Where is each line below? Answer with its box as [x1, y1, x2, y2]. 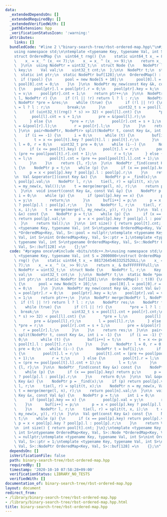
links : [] [14, 40, 35, 45]
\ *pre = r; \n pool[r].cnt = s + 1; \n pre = [14, 323, 139, 328]
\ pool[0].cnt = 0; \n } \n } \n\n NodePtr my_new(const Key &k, [14, 81, 157, 86]
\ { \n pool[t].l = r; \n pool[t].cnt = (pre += [14, 351, 143, 356]
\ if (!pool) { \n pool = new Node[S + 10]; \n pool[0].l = [14, 77, 162, 82]
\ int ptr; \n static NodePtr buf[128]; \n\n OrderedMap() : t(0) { [14, 277, 159, 282]
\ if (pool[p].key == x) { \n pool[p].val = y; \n [14, 398, 143, 403]
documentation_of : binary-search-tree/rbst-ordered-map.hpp [5, 481, 133, 486]
